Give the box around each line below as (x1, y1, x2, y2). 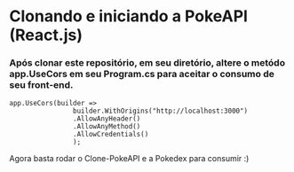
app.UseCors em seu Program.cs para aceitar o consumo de (9, 68, 275, 81)
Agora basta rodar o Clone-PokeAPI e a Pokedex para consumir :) (9, 153, 250, 164)
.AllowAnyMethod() (72, 122, 141, 131)
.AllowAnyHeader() (72, 114, 141, 123)
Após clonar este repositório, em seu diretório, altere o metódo (9, 57, 286, 69)
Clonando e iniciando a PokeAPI (9, 6, 249, 27)
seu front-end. (9, 79, 74, 91)
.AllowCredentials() (72, 130, 149, 139)
